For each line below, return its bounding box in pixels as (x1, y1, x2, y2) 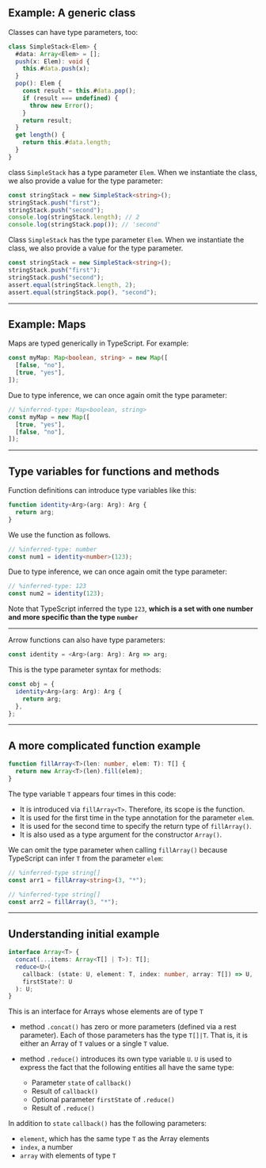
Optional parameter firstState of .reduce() (31, 1095, 176, 1105)
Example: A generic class (8, 6, 136, 20)
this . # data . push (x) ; (22, 65, 90, 73)
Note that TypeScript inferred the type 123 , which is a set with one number (8, 604, 253, 613)
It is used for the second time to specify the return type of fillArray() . (19, 821, 252, 830)
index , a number (19, 1143, 74, 1152)
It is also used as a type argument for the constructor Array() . (19, 830, 222, 839)
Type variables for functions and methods (8, 464, 220, 478)
